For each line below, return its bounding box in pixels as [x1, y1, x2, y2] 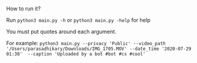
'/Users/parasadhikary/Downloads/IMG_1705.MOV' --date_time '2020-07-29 [6, 46, 192, 52]
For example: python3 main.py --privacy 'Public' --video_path [6, 40, 166, 46]
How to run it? [6, 5, 41, 12]
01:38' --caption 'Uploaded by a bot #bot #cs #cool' [6, 51, 146, 57]
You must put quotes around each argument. [6, 28, 117, 35]
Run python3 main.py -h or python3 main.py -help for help [6, 17, 151, 23]
